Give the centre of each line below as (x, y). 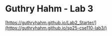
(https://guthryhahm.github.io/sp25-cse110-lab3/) (56, 27)
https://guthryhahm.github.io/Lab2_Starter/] (52, 22)
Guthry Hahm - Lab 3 (49, 9)
